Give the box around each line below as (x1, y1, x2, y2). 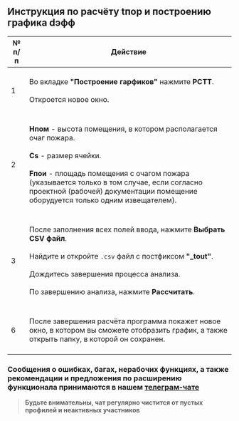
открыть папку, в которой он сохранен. (28, 334, 166, 344)
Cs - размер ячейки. (28, 150, 102, 160)
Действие (110, 46, 147, 56)
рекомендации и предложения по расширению (7, 373, 182, 383)
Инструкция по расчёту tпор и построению (7, 6, 211, 18)
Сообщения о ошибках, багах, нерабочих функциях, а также (7, 364, 229, 374)
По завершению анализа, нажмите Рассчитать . (28, 286, 196, 296)
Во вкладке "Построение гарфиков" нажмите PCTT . (28, 76, 215, 86)
